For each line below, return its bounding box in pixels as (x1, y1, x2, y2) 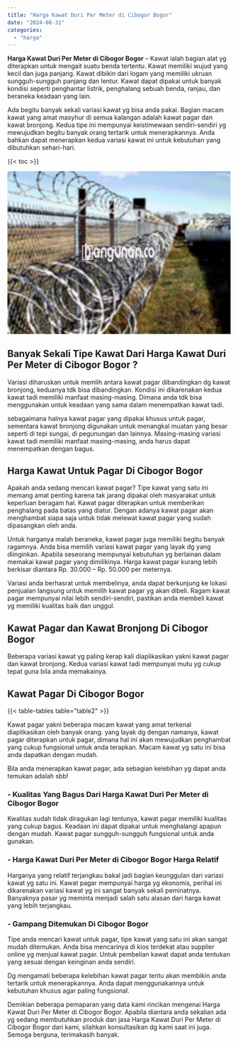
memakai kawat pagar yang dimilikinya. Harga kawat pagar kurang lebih (7, 558, 217, 566)
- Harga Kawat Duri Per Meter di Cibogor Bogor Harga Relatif (7, 855, 220, 865)
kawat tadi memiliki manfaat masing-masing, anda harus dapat (7, 436, 191, 445)
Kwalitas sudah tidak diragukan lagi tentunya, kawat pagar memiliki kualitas (7, 815, 227, 823)
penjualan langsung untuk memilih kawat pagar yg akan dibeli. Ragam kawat (7, 586, 230, 595)
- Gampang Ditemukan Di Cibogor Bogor (7, 919, 149, 929)
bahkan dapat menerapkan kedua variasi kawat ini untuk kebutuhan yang (7, 136, 221, 145)
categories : (7, 26, 42, 33)
